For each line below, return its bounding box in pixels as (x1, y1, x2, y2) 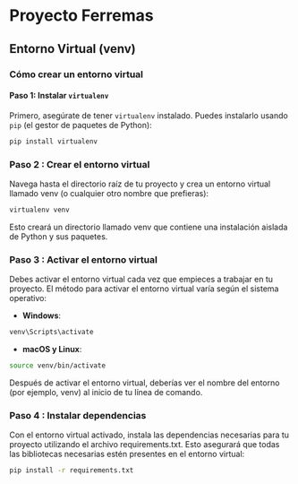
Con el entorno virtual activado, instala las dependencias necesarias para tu (9, 429, 289, 440)
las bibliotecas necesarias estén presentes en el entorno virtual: (9, 449, 245, 460)
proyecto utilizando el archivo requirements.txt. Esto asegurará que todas (9, 439, 280, 450)
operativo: (9, 293, 47, 304)
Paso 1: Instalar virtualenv (9, 91, 109, 101)
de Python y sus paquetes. (9, 230, 108, 242)
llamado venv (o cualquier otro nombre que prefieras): (9, 187, 209, 198)
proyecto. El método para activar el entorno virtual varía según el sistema (9, 283, 279, 294)
